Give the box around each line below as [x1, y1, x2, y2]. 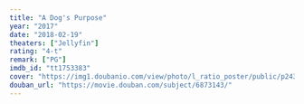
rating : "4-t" [9, 47, 63, 56]
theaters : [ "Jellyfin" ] [9, 38, 100, 48]
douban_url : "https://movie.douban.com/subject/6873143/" [9, 80, 233, 90]
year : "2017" [9, 22, 59, 31]
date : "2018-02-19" [9, 30, 83, 39]
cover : [9, 72, 34, 81]
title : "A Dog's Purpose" [9, 13, 107, 23]
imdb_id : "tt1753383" [9, 64, 91, 73]
